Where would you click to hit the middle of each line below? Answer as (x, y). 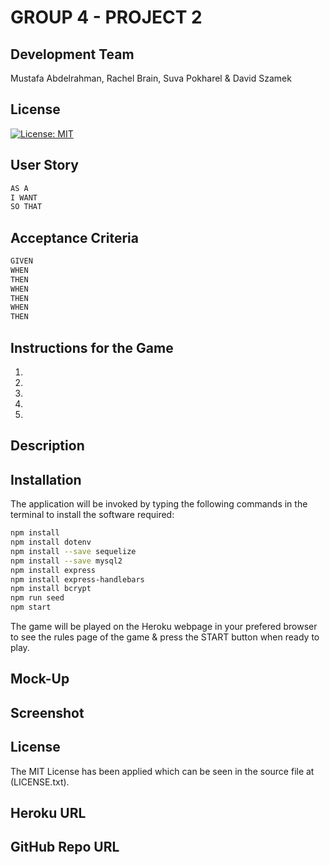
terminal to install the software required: (92, 515)
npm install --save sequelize (73, 551)
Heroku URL (48, 813)
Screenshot (47, 712)
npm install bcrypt (51, 589)
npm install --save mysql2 (66, 561)
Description (47, 446)
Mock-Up (40, 679)
